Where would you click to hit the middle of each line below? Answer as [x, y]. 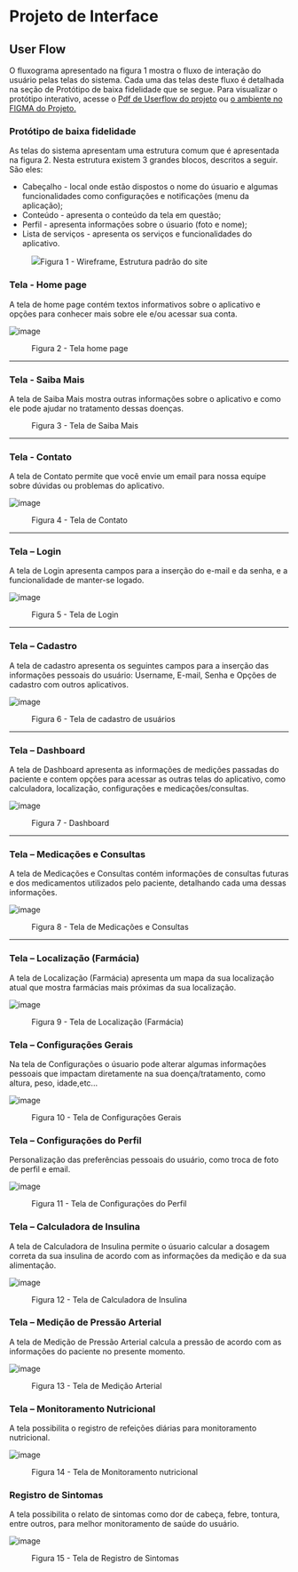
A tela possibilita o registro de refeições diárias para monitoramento [133, 1428]
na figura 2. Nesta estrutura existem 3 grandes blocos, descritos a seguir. [144, 160]
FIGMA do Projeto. [43, 108]
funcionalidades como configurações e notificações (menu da [136, 196]
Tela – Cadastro [43, 646]
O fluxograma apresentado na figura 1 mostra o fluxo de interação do [135, 70]
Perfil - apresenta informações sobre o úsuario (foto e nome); [134, 225]
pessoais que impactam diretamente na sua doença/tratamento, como [137, 1073]
